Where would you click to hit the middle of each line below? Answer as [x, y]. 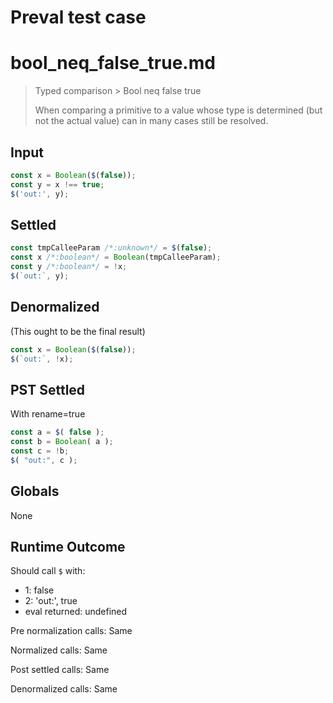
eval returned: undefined [76, 612]
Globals [35, 491]
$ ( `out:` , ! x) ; [42, 359]
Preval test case [78, 17]
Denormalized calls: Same [64, 689]
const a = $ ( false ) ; [57, 432]
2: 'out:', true [51, 601]
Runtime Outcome [68, 546]
